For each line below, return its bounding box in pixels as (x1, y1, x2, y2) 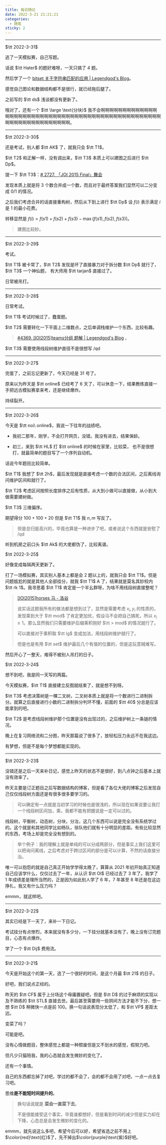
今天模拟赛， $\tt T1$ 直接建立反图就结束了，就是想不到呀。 (5, 682, 126, 688)
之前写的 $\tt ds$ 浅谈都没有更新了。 (5, 96, 80, 102)
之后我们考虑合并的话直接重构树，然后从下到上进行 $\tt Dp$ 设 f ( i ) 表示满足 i (5, 199, 161, 205)
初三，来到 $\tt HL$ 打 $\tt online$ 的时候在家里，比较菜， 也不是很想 (12, 444, 154, 450)
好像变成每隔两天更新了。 (5, 562, 57, 568)
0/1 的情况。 (10, 188, 36, 194)
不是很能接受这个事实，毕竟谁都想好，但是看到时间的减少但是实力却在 (17, 1111, 161, 1117)
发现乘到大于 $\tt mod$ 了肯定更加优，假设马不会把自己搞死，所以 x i (17, 612, 157, 620)
